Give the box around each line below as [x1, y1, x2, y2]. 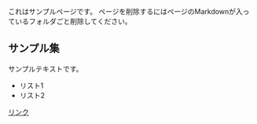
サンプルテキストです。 [8, 64, 83, 73]
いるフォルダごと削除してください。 [14, 16, 132, 26]
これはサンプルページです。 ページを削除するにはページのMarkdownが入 [8, 7, 244, 16]
